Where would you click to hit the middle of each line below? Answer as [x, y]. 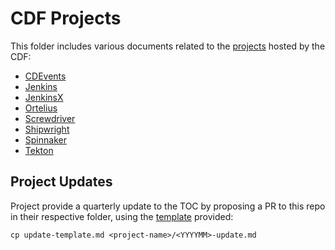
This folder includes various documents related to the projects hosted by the [168, 46]
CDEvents [45, 76]
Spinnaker [45, 139]
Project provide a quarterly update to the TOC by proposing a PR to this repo [168, 206]
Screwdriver [50, 118]
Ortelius [41, 108]
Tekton [39, 150]
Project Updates [61, 182]
